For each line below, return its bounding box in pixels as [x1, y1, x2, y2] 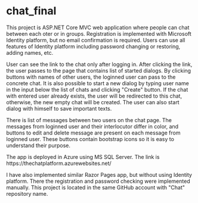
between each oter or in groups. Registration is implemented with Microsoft [6, 30, 192, 37]
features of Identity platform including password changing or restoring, [6, 43, 181, 50]
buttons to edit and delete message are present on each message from [6, 129, 181, 136]
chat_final [6, 4, 57, 18]
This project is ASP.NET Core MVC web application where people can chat [6, 24, 190, 31]
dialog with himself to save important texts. [6, 105, 112, 112]
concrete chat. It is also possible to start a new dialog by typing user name [6, 79, 189, 87]
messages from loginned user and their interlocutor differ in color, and [6, 123, 179, 130]
